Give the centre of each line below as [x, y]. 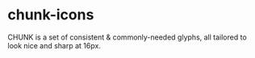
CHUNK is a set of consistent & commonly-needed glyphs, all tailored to [127, 37]
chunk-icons [51, 15]
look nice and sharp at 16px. [54, 45]
